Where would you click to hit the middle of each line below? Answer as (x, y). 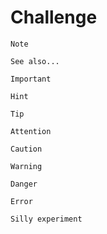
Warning (26, 166)
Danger (24, 184)
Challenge (54, 17)
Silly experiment (46, 219)
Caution (26, 149)
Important (31, 79)
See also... (35, 61)
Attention (31, 131)
